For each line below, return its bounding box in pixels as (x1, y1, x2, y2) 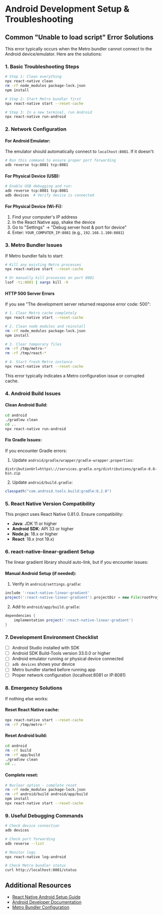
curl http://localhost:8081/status (5, 868, 77, 873)
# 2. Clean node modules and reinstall (5, 324, 86, 329)
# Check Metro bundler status (5, 863, 66, 868)
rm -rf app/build (5, 752, 40, 757)
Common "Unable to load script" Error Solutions (5, 33, 154, 41)
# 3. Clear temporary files (5, 341, 62, 347)
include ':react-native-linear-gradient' (5, 591, 90, 595)
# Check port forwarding (5, 836, 55, 841)
